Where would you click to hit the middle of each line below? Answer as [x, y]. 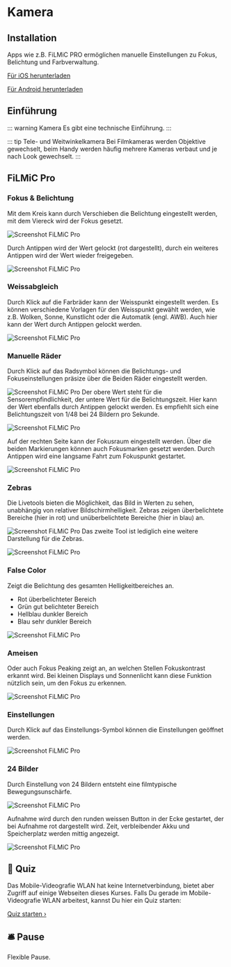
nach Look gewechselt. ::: [44, 156]
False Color [27, 570]
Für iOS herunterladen [39, 75]
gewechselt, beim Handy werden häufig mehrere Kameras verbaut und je [112, 149]
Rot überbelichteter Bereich [57, 599]
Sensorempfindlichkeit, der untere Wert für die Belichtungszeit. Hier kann [112, 399]
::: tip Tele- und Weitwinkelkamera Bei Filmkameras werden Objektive [107, 141]
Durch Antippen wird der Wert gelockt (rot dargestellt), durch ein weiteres [113, 248]
